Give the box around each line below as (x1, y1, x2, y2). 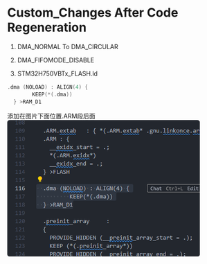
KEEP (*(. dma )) (32, 91, 73, 98)
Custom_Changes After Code (7, 5, 179, 21)
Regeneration (7, 19, 87, 35)
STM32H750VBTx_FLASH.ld (17, 69, 98, 78)
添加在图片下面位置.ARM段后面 (7, 112, 96, 120)
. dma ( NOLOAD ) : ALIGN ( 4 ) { (7, 83, 89, 91)
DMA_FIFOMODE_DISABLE (17, 55, 95, 64)
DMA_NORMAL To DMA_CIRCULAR (17, 42, 119, 51)
